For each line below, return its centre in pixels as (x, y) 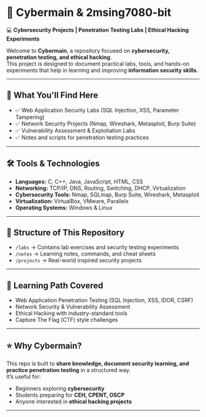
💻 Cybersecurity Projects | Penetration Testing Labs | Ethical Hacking (97, 29)
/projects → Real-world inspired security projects (78, 260)
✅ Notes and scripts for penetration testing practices (82, 137)
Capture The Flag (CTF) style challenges (67, 320)
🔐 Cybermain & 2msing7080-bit (89, 13)
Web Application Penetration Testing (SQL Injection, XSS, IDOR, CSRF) (104, 300)
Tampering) (30, 117)
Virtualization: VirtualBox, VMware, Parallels (72, 201)
